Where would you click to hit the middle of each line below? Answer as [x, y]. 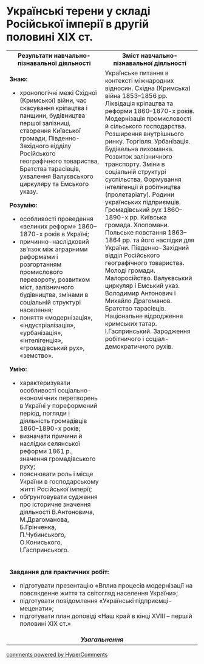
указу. [29, 191]
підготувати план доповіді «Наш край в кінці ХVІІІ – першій [106, 616]
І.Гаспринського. [44, 550]
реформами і [39, 256]
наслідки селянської [50, 443]
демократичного [130, 346]
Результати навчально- [54, 55]
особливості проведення [56, 219]
